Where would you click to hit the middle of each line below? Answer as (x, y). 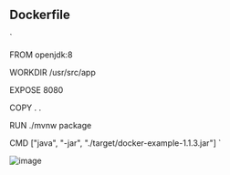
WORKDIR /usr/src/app (52, 72)
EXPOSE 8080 (37, 89)
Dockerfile (40, 15)
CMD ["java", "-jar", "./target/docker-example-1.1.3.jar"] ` (115, 143)
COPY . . (26, 108)
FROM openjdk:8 (41, 55)
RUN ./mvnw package (51, 125)
